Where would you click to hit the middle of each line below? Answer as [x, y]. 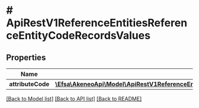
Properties [26, 57]
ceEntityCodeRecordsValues [78, 36]
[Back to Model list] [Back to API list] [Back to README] [74, 99]
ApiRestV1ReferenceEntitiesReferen [97, 23]
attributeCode [29, 84]
